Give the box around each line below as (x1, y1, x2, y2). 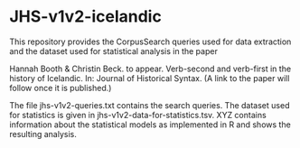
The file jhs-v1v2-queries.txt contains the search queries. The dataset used (9, 99, 290, 110)
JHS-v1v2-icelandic (9, 6, 163, 27)
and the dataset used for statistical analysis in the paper (9, 45, 219, 56)
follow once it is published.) (9, 82, 112, 93)
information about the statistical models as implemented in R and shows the (9, 119, 291, 130)
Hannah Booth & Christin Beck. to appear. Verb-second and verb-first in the (9, 63, 292, 74)
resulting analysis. (9, 128, 77, 139)
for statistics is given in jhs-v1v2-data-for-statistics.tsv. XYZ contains (9, 109, 267, 120)
